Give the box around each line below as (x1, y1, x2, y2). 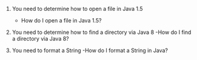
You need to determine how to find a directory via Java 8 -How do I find (12, 28, 192, 36)
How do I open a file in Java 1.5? (21, 17, 102, 24)
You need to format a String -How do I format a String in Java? (12, 47, 169, 54)
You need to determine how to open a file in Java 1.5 (12, 5, 144, 12)
